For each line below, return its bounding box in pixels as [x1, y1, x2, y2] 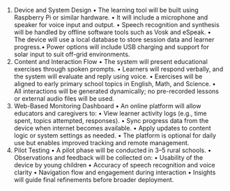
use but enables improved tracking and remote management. [13, 139, 190, 147]
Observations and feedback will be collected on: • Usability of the [13, 153, 204, 162]
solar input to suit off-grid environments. [13, 50, 130, 58]
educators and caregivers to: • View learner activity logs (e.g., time [13, 109, 207, 117]
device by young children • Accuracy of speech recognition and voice [13, 161, 215, 169]
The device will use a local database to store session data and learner [13, 35, 215, 44]
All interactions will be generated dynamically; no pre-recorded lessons [13, 87, 220, 95]
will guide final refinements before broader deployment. [13, 176, 174, 183]
